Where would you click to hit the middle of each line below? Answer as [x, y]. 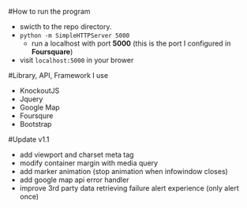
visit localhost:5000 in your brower [77, 60]
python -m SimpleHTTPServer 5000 [75, 35]
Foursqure [36, 116]
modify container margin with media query [89, 163]
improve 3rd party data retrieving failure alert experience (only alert [129, 188]
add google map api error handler [74, 180]
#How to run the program [49, 11]
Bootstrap [36, 124]
